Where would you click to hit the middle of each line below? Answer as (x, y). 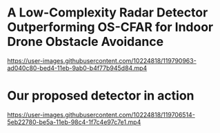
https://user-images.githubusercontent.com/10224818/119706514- (101, 114)
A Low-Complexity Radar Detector (108, 13)
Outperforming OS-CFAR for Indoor (110, 27)
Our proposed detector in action (101, 96)
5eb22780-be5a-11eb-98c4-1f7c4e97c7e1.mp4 (74, 122)
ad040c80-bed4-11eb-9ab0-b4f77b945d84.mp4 (77, 68)
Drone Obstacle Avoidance (86, 42)
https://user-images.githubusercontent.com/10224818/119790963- (102, 60)
